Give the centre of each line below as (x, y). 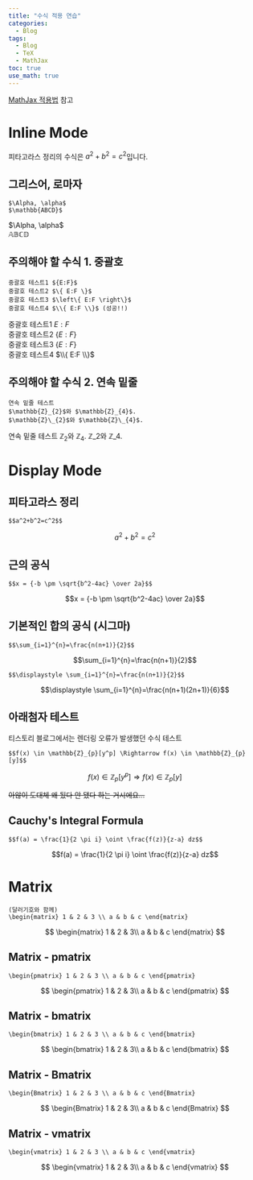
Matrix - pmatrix (50, 957)
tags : (17, 38)
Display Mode (55, 470)
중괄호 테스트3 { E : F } (43, 344)
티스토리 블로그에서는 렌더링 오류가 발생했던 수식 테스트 (95, 738)
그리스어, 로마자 (45, 184)
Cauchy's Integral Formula (76, 821)
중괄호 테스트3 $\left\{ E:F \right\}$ (70, 300)
